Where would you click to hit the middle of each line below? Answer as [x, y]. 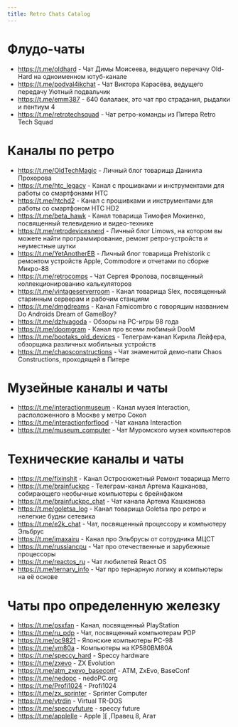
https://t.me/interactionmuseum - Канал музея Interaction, [104, 408]
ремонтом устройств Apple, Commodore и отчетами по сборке [113, 261]
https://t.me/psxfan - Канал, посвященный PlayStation [98, 625]
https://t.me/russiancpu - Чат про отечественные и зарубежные [114, 547]
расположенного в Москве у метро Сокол [82, 415]
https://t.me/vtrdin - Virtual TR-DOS [70, 701]
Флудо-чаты [46, 49]
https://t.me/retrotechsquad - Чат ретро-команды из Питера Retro [117, 114]
